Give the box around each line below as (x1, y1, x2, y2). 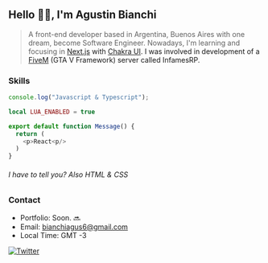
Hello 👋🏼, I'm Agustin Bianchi (8, 8, 157, 22)
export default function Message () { (8, 122, 135, 130)
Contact (8, 195, 41, 206)
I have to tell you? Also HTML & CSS (8, 170, 129, 179)
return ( (15, 129, 45, 138)
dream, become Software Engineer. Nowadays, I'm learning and (27, 38, 241, 47)
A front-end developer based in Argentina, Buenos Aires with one (27, 29, 245, 39)
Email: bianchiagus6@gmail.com (19, 222, 129, 232)
